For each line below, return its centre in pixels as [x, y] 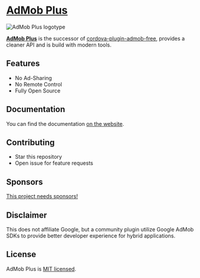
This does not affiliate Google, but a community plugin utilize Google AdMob [100, 229]
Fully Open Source [38, 91]
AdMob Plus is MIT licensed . [41, 268]
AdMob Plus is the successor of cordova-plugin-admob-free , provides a [96, 38]
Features [23, 64]
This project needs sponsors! [42, 196]
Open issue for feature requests [54, 163]
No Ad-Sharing [33, 78]
